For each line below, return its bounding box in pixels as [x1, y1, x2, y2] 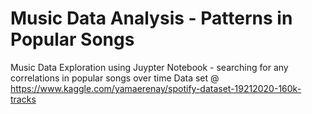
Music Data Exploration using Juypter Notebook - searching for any [10, 61, 289, 73]
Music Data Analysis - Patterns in [10, 7, 293, 30]
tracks [10, 93, 37, 105]
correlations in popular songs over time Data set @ [10, 72, 220, 84]
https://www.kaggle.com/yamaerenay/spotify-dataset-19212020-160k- [10, 82, 302, 94]
